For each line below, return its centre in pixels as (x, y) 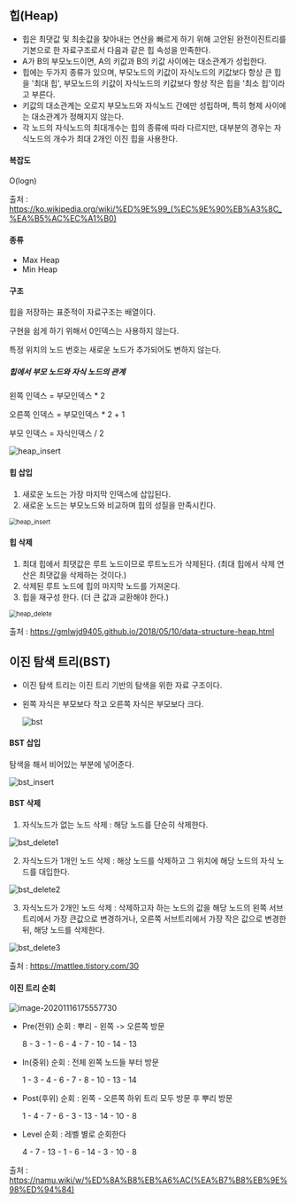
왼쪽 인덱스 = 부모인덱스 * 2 (57, 396)
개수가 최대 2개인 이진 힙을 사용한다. (115, 138)
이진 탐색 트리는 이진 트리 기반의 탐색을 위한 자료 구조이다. (122, 685)
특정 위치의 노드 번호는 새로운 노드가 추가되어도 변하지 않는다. (115, 350)
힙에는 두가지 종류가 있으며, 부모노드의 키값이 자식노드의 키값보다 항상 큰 (147, 72)
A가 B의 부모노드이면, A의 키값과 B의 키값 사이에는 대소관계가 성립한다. (144, 61)
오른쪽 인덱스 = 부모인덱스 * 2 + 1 (67, 415)
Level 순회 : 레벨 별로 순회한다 (74, 1134)
